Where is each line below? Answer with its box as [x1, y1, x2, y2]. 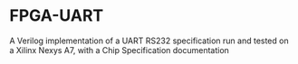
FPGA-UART [9, 5, 104, 26]
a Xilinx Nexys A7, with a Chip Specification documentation [9, 44, 229, 55]
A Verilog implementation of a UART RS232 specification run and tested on [9, 35, 289, 46]
